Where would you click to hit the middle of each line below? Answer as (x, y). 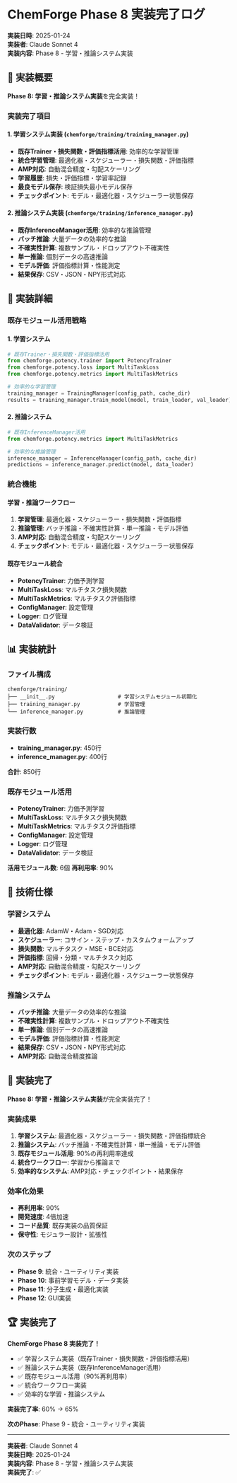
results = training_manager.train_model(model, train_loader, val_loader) (120, 400)
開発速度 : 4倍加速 (43, 1217)
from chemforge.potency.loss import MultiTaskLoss (83, 368)
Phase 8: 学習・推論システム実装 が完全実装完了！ (80, 1099)
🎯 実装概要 (30, 77)
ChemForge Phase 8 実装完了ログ (107, 15)
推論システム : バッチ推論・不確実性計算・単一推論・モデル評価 (109, 1144)
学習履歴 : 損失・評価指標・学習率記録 (72, 178)
